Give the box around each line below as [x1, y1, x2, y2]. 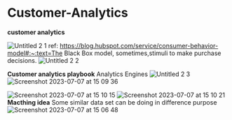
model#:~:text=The [7, 49, 63, 57]
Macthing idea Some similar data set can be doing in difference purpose [7, 98, 217, 106]
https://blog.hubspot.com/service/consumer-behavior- [59, 41, 219, 50]
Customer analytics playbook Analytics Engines [7, 70, 149, 78]
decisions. [7, 56, 37, 64]
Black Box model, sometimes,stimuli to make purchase [64, 49, 222, 57]
